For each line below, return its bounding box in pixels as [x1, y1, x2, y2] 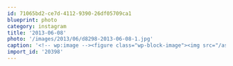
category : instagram [7, 23, 67, 30]
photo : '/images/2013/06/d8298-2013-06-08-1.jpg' [7, 36, 154, 43]
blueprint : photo [7, 16, 58, 23]
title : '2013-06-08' [7, 29, 67, 36]
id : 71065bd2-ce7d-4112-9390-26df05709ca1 [7, 10, 132, 17]
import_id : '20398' [7, 49, 64, 56]
